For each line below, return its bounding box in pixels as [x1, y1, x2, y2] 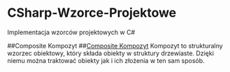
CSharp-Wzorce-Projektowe [7, 5, 177, 21]
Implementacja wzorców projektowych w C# [7, 28, 136, 36]
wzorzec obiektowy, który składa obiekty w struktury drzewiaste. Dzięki [7, 49, 215, 57]
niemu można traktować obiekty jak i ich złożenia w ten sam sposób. [7, 56, 205, 64]
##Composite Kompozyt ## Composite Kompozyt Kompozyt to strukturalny [7, 41, 223, 50]
